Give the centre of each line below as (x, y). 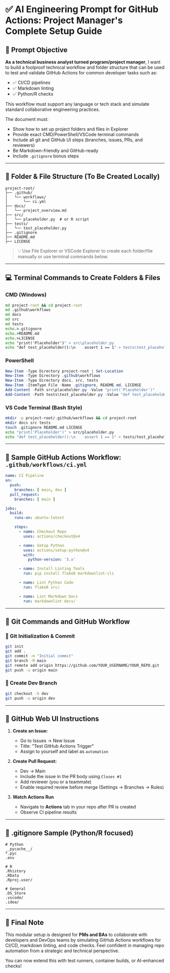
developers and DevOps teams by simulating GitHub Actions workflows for (83, 940)
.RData (12, 876)
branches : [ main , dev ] (40, 490)
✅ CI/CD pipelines (31, 83)
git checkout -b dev (27, 694)
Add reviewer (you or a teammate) (56, 782)
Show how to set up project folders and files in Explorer (70, 129)
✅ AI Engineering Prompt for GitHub (82, 9)
